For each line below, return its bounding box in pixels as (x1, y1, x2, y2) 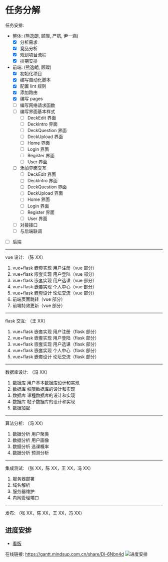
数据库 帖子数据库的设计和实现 (12, 398, 75, 404)
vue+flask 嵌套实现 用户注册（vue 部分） (12, 265, 97, 271)
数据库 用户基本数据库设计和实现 (12, 380, 80, 386)
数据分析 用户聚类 (12, 430, 49, 437)
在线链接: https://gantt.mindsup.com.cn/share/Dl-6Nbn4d (5, 551, 124, 557)
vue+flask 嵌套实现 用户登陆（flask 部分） (12, 334, 99, 341)
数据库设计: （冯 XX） (5, 369, 50, 375)
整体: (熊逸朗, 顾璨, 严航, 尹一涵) (12, 33, 78, 39)
